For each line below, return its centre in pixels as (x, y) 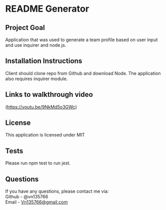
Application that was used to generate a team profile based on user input (82, 40)
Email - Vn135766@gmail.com (37, 202)
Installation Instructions (44, 61)
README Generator (47, 9)
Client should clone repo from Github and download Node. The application (83, 73)
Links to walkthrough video (49, 95)
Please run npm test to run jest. (38, 163)
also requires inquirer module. (37, 79)
